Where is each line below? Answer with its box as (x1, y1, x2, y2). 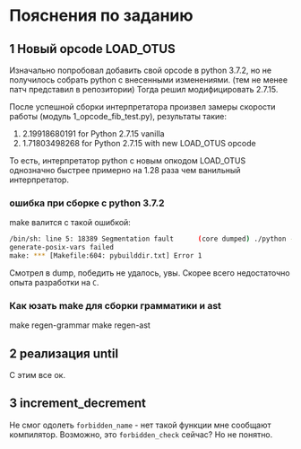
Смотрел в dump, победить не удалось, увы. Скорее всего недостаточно (9, 267, 290, 278)
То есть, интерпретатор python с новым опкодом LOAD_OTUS (9, 155, 246, 166)
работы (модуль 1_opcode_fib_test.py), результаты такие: (9, 111, 227, 121)
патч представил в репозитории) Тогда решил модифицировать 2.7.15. (9, 84, 279, 94)
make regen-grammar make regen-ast (9, 320, 150, 330)
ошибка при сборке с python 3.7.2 (9, 197, 165, 209)
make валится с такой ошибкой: (9, 217, 132, 228)
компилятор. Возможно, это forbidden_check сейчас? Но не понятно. (9, 428, 273, 440)
